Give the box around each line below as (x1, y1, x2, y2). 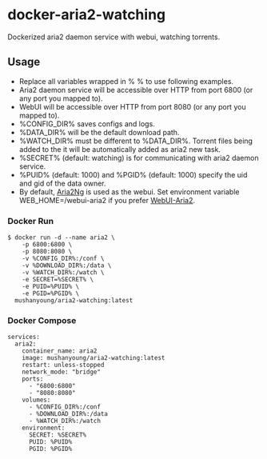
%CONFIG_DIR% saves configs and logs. (18, 118, 155, 129)
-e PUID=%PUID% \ (22, 282, 80, 291)
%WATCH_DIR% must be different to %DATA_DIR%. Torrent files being (18, 136, 253, 146)
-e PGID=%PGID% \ (22, 289, 80, 297)
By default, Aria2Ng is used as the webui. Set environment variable (18, 186, 240, 197)
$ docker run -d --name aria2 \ (7, 233, 115, 241)
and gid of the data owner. (18, 178, 106, 188)
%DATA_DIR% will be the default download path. (18, 127, 180, 137)
